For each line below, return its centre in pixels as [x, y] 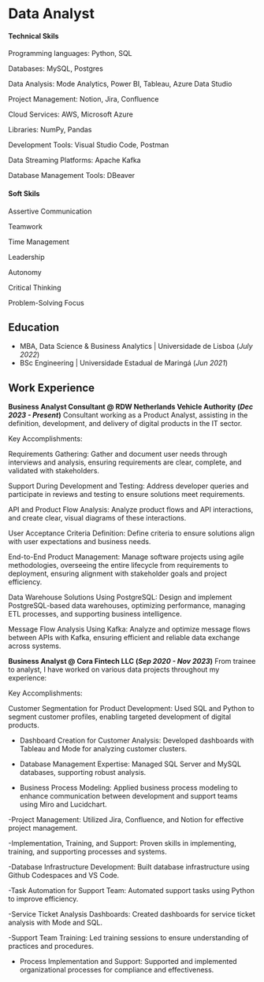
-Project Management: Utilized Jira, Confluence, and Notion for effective [126, 820]
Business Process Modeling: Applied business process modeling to [128, 787]
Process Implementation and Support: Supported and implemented [128, 962]
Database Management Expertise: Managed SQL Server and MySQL [130, 764]
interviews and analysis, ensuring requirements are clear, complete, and [125, 462]
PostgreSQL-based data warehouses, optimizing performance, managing [127, 606]
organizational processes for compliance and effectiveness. [117, 970]
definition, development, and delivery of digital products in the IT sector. [125, 424]
